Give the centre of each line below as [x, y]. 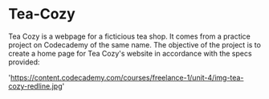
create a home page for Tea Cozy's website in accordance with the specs [130, 53]
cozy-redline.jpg [35, 86]
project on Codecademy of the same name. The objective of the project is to [134, 44]
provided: [24, 62]
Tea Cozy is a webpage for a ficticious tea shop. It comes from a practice [130, 36]
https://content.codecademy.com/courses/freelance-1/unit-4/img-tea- [127, 77]
